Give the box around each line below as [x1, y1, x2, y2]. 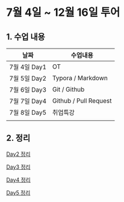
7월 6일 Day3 [9, 86, 47, 94]
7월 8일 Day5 [9, 109, 47, 116]
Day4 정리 [6, 176, 31, 183]
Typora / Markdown [52, 74, 108, 82]
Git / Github [52, 86, 85, 93]
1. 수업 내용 [6, 32, 45, 42]
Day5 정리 [6, 189, 31, 196]
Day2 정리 [6, 150, 31, 158]
